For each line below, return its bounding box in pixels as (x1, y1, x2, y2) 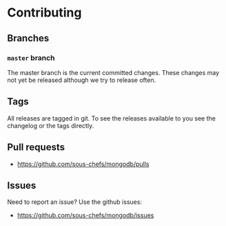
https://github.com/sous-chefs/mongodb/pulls (17, 160, 150, 168)
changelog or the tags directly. (7, 121, 94, 130)
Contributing (7, 5, 82, 21)
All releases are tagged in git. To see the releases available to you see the (7, 114, 216, 122)
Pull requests (7, 141, 65, 153)
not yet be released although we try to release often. (7, 76, 156, 84)
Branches (7, 32, 50, 44)
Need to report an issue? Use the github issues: (7, 198, 143, 206)
